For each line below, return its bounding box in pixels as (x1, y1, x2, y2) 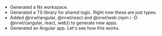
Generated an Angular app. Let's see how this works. (10, 25, 120, 31)
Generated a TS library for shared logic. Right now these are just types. (10, 9, 157, 15)
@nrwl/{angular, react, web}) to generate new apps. (10, 20, 118, 26)
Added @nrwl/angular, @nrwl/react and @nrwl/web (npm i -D (10, 15, 138, 20)
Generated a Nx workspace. (10, 4, 68, 10)
